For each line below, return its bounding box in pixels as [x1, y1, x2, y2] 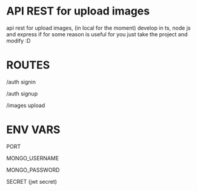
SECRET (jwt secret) [6, 178, 58, 185]
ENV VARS [6, 123, 61, 137]
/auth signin [6, 78, 36, 85]
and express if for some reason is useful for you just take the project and [6, 30, 188, 37]
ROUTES [6, 59, 50, 72]
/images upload [6, 102, 45, 109]
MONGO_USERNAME [6, 154, 59, 161]
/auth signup [6, 89, 38, 97]
